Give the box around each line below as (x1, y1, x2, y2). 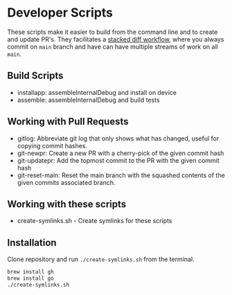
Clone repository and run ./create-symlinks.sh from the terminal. (7, 255, 195, 264)
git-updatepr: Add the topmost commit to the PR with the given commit (17, 156, 220, 164)
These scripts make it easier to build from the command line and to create (7, 28, 218, 36)
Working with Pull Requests (7, 116, 129, 127)
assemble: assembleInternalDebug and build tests (17, 96, 161, 104)
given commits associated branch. (17, 178, 116, 186)
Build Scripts (7, 70, 64, 82)
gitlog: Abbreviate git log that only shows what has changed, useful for (17, 134, 220, 143)
